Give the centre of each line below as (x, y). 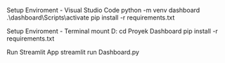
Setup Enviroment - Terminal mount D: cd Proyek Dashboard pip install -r (112, 31)
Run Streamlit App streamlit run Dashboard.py (73, 52)
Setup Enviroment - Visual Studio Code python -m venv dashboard (103, 10)
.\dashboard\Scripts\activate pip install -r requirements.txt (91, 17)
